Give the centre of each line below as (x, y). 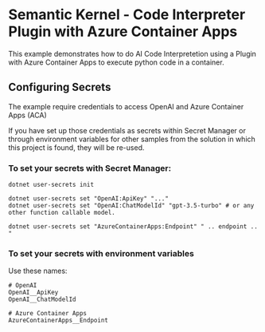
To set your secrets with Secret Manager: (90, 168)
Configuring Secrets (60, 87)
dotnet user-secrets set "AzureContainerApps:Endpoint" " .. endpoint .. (133, 227)
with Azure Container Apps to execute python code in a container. (116, 62)
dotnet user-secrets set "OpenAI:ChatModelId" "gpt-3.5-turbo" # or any (131, 206)
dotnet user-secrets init (51, 185)
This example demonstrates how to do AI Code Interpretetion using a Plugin (132, 53)
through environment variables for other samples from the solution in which (132, 139)
